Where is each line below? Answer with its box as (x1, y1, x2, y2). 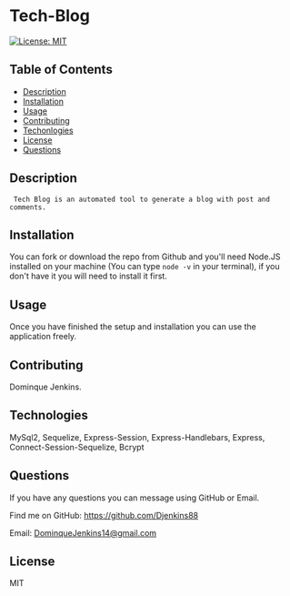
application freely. (9, 331, 77, 342)
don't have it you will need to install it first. (9, 270, 168, 282)
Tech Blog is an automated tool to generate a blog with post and (13, 195, 271, 204)
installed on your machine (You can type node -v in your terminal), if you (9, 261, 280, 272)
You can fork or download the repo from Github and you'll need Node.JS (9, 251, 281, 262)
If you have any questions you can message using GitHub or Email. (9, 492, 260, 503)
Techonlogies (22, 125, 75, 136)
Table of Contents (9, 62, 114, 77)
